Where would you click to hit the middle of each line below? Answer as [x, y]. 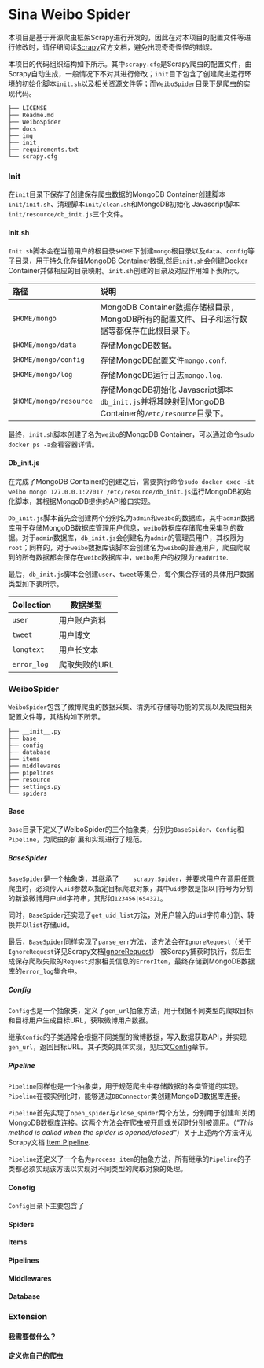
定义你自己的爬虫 [36, 1356]
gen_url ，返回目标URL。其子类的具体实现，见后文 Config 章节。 [110, 1047]
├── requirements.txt [44, 150]
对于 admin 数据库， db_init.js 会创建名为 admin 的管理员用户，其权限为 [133, 538]
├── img [21, 135]
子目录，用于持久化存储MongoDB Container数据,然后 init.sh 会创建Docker [128, 261]
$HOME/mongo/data [44, 345]
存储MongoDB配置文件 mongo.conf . [163, 360]
